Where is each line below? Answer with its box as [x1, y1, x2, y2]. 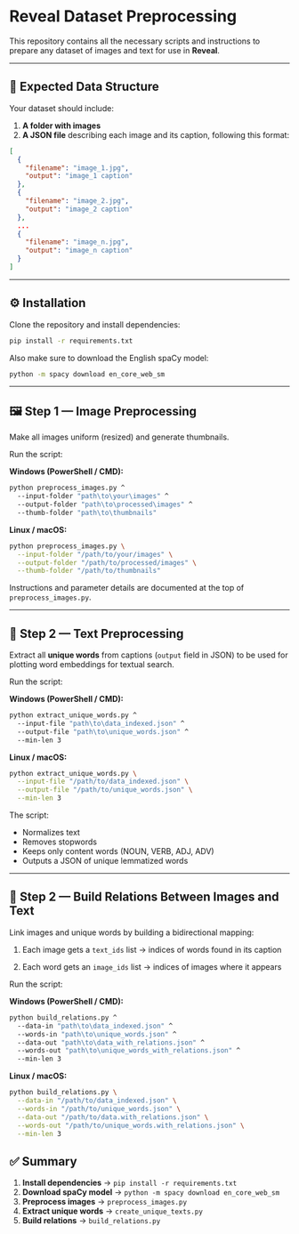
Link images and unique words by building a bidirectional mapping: [9, 927, 255, 938]
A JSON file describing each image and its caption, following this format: [21, 129, 290, 140]
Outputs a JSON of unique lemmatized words [21, 856, 189, 867]
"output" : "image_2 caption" [25, 205, 133, 214]
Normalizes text [21, 827, 80, 838]
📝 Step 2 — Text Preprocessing [9, 625, 184, 641]
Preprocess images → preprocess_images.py [21, 1197, 188, 1207]
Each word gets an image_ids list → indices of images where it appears [21, 961, 282, 972]
